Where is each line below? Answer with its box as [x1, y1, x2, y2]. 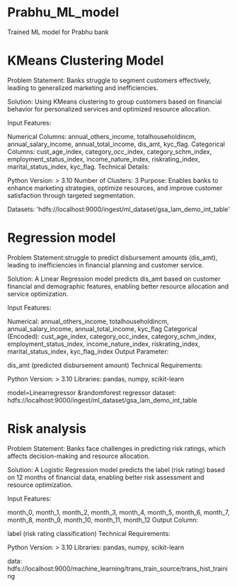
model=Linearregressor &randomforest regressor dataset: [7, 388, 177, 397]
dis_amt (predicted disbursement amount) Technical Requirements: [7, 361, 203, 369]
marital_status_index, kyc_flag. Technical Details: [7, 162, 150, 171]
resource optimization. [7, 480, 73, 489]
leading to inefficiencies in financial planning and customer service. [7, 260, 204, 269]
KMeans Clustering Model [7, 52, 164, 69]
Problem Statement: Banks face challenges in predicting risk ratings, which [7, 444, 226, 452]
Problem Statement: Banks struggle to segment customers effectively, [7, 76, 212, 84]
